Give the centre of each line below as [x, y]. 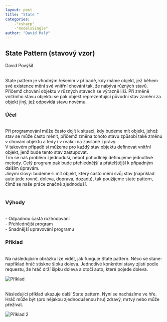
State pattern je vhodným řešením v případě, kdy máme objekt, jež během [81, 80]
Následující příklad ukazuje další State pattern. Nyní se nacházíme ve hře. [81, 294]
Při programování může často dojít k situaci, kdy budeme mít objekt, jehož [81, 131]
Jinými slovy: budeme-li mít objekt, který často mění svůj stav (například [80, 174]
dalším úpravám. [22, 168]
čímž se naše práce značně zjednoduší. [46, 184]
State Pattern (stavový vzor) [50, 53]
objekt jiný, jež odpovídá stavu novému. [46, 102]
